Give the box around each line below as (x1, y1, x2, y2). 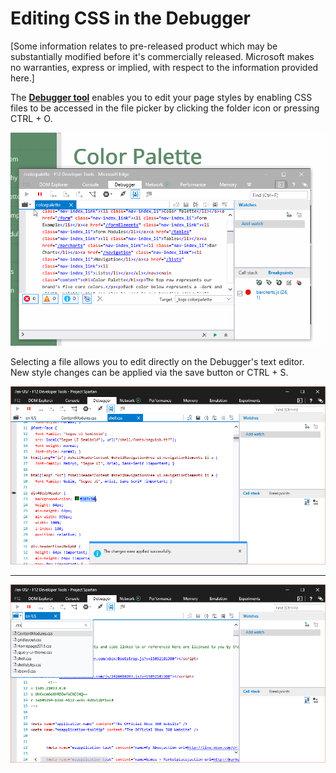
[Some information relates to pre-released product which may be (10, 40, 278, 52)
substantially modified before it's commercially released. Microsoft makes (10, 50, 315, 62)
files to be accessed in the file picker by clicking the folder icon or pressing (10, 102, 320, 114)
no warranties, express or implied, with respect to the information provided (10, 61, 319, 73)
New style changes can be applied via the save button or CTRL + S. (10, 367, 289, 379)
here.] (10, 72, 35, 84)
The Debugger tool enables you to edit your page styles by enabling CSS (10, 91, 313, 103)
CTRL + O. (10, 112, 53, 124)
